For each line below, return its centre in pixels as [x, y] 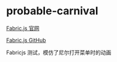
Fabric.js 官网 [23, 28]
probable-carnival [52, 11]
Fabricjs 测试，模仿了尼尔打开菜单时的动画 [59, 52]
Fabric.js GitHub [26, 40]
